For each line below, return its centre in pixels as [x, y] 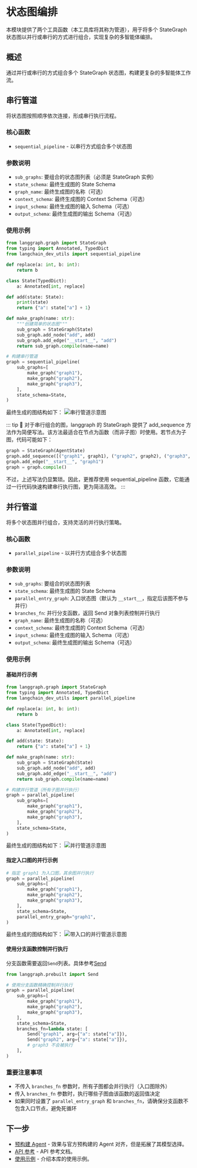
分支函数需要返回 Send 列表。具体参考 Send [56, 963]
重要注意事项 [24, 1072]
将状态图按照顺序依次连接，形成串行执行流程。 [63, 116]
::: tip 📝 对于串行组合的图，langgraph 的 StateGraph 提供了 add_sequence [95, 425]
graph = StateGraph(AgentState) [46, 451]
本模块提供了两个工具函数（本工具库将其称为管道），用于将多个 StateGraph [96, 29]
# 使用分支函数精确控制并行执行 [39, 985]
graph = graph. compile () [36, 467]
